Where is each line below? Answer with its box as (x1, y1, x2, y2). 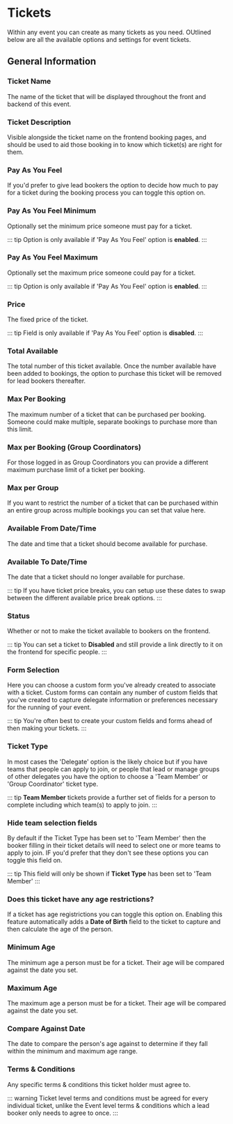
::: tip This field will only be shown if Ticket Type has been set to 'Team (7, 869, 212, 878)
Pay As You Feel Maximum (7, 252, 99, 262)
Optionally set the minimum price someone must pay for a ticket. (7, 222, 193, 230)
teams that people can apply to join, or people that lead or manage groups (7, 765, 220, 773)
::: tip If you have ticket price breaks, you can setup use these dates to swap (7, 586, 226, 594)
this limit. (7, 425, 33, 433)
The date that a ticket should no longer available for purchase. (7, 572, 186, 581)
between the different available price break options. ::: (7, 593, 162, 602)
